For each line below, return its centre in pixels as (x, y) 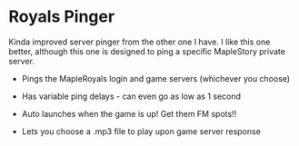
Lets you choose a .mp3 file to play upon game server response (141, 131)
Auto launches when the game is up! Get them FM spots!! (129, 113)
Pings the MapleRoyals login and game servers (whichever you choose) (156, 78)
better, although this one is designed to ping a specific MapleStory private (147, 51)
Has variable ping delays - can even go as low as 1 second (131, 96)
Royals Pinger (62, 17)
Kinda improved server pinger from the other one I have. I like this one (140, 42)
